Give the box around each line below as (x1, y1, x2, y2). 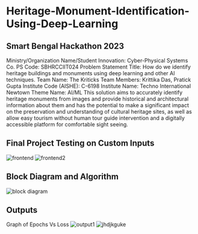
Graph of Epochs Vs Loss (6, 221, 69, 228)
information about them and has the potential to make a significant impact (6, 102, 190, 109)
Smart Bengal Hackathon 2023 (6, 41, 125, 51)
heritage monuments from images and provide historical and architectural (6, 95, 189, 102)
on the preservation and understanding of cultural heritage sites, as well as (6, 108, 193, 115)
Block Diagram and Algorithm (6, 171, 119, 182)
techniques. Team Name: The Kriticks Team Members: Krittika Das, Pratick (6, 76, 191, 83)
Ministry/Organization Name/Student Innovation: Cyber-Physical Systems (6, 57, 188, 64)
